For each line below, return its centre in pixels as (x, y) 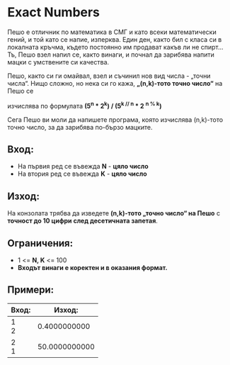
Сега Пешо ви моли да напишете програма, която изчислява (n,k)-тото (115, 119)
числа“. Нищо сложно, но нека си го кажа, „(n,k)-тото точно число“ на (115, 83)
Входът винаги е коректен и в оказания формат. (92, 268)
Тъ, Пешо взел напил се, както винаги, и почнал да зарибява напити (111, 55)
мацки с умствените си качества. (58, 62)
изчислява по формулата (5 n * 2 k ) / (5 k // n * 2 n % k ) (85, 105)
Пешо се (21, 91)
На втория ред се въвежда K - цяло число (82, 174)
